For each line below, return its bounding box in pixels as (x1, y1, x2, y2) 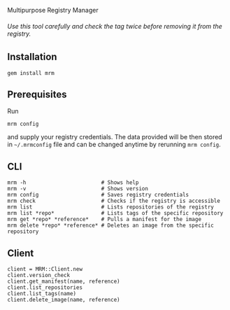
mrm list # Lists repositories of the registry (7, 204, 215, 211)
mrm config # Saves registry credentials (7, 192, 189, 199)
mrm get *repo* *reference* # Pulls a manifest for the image (7, 216, 201, 223)
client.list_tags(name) (7, 290, 77, 297)
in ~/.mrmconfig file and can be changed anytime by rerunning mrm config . (7, 140, 222, 149)
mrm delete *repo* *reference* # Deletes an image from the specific (7, 222, 215, 230)
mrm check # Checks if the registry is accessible (7, 197, 220, 205)
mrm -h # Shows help (7, 179, 139, 186)
